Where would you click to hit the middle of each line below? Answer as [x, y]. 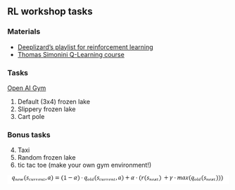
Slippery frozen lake [46, 109]
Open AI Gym [27, 88]
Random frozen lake [46, 158]
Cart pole [31, 116]
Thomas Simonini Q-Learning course [71, 54]
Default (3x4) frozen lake [53, 101]
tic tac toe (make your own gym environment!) [84, 165]
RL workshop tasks [50, 12]
